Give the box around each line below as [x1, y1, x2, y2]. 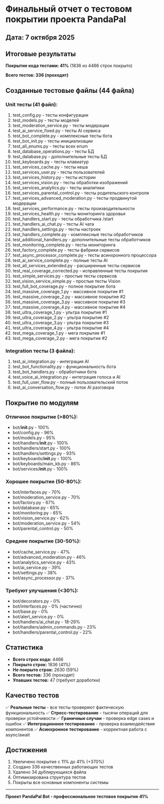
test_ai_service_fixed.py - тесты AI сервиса [12, 128, 101, 134]
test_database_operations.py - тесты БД [12, 148, 94, 154]
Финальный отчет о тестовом [5, 3, 132, 15]
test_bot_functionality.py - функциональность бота [12, 364, 116, 370]
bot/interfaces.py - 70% [12, 489, 61, 495]
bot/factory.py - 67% [12, 500, 55, 506]
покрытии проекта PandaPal [5, 14, 126, 25]
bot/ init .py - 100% [12, 424, 50, 430]
